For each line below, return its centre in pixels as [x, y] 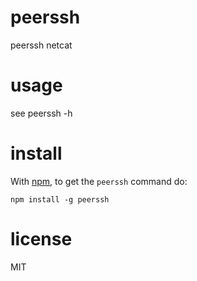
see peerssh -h [41, 113]
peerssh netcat [41, 45]
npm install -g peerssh [60, 199]
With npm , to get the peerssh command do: [99, 181]
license [41, 239]
